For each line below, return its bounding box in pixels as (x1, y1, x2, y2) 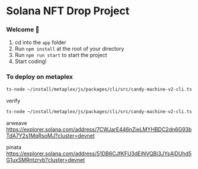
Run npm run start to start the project (14, 52, 108, 59)
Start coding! (14, 58, 47, 65)
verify (6, 97, 21, 104)
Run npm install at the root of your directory (14, 45, 124, 52)
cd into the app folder (14, 39, 66, 46)
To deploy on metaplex (6, 73, 73, 81)
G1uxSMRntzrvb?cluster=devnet (6, 156, 85, 163)
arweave (6, 119, 28, 126)
